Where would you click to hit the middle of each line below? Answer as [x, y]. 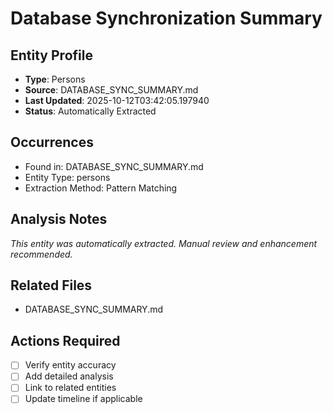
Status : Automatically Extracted [90, 111]
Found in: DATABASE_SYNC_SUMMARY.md [114, 166]
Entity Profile [51, 55]
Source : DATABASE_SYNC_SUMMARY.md [111, 90]
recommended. [41, 254]
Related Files [51, 285]
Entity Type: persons [67, 177]
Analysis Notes [59, 219]
